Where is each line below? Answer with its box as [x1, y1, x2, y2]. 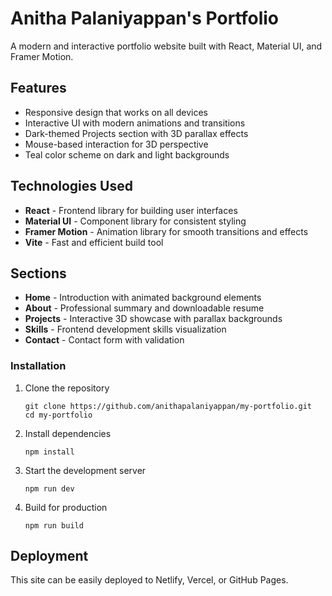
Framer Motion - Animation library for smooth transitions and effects [24, 225, 309, 237]
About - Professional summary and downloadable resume [24, 302, 265, 314]
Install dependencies [24, 427, 112, 439]
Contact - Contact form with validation [24, 334, 185, 346]
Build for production [24, 501, 108, 513]
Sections [10, 265, 67, 282]
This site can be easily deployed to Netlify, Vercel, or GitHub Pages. [10, 574, 289, 586]
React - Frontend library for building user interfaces [24, 204, 238, 216]
